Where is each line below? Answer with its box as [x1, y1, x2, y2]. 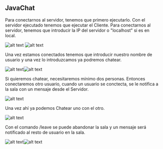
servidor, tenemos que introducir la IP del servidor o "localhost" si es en [5, 27, 150, 33]
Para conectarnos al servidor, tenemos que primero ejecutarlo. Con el [5, 17, 145, 23]
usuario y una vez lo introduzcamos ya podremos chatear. [5, 56, 122, 63]
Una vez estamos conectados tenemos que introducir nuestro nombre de [5, 51, 152, 57]
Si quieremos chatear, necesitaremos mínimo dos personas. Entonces [5, 75, 145, 81]
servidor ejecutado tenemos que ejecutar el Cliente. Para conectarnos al [5, 22, 151, 28]
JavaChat [5, 4, 35, 12]
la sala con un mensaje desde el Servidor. [5, 86, 89, 92]
